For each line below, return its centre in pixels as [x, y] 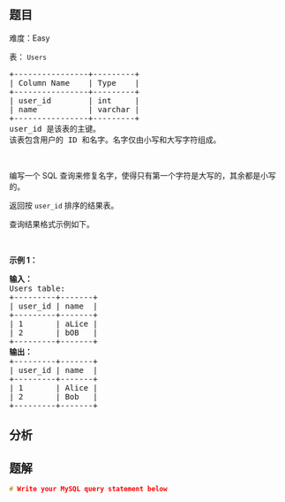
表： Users [28, 57]
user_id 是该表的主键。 [55, 129]
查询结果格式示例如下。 [52, 224]
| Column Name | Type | [75, 83]
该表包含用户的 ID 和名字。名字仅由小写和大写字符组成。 [115, 140]
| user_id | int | [75, 100]
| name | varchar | [75, 109]
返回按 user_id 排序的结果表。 [64, 205]
